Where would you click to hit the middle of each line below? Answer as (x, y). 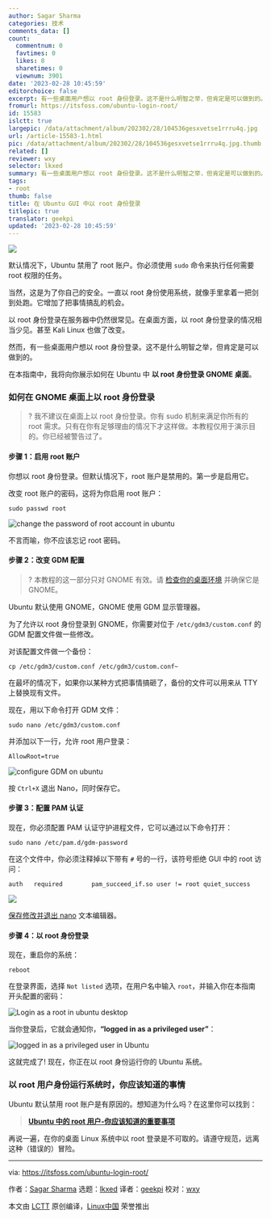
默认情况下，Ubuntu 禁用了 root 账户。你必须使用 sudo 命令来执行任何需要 (131, 265)
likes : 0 (30, 61)
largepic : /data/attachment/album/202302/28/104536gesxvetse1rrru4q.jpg (133, 128)
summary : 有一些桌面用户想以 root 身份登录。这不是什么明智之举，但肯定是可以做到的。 (138, 174)
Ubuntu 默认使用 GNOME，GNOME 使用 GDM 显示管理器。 (106, 607)
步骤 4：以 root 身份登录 (49, 935)
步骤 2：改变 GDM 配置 (46, 560)
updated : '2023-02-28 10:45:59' (63, 226)
